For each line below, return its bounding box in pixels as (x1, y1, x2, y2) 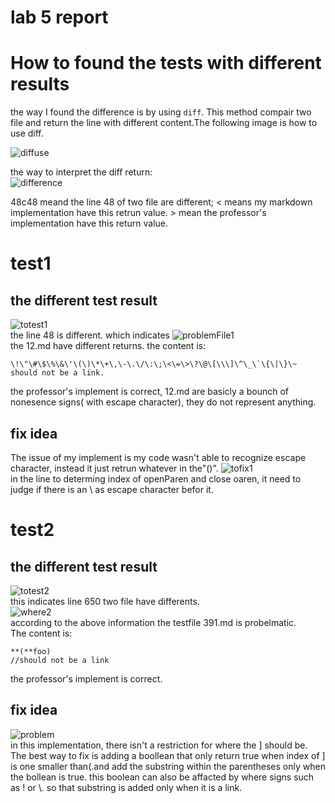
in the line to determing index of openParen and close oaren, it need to (10, 472, 302, 485)
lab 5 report (10, 6, 109, 29)
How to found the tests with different (10, 52, 322, 75)
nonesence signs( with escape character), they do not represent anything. (10, 396, 317, 408)
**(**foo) (10, 646, 52, 656)
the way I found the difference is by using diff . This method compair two (10, 106, 312, 118)
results (10, 73, 70, 96)
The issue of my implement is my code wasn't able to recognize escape (10, 451, 307, 463)
